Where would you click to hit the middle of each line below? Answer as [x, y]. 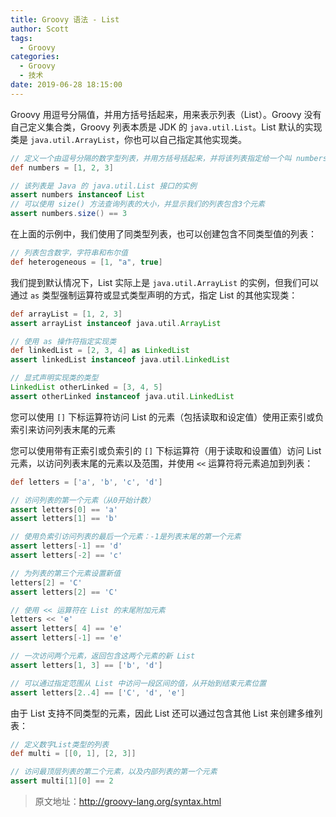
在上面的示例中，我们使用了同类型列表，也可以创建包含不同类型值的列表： [163, 234]
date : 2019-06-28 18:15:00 [66, 85]
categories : [35, 57]
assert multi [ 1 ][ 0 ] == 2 [62, 781]
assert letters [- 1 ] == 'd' [66, 546]
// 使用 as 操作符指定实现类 [63, 341]
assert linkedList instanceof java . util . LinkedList [120, 360]
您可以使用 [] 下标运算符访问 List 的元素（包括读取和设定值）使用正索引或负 [167, 417]
